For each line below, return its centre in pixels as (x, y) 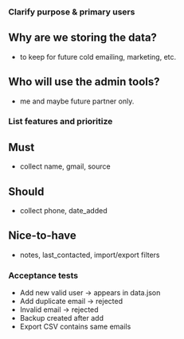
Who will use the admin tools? (84, 82)
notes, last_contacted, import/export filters (90, 255)
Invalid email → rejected (59, 310)
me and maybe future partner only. (77, 101)
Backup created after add (61, 318)
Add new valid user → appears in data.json (90, 293)
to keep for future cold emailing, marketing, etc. (98, 56)
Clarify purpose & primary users (72, 12)
